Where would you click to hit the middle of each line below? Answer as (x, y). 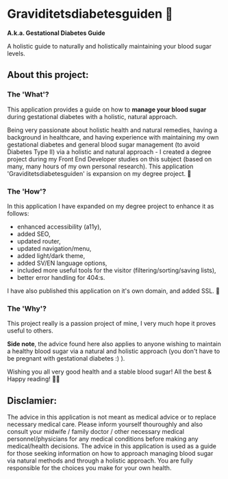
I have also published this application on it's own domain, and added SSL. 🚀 (114, 291)
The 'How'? (27, 191)
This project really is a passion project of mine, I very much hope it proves (112, 324)
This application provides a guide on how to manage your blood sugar (107, 109)
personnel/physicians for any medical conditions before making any (103, 439)
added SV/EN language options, (62, 263)
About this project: (48, 75)
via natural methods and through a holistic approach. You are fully (100, 461)
